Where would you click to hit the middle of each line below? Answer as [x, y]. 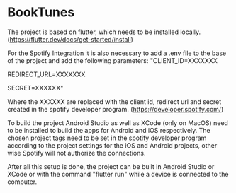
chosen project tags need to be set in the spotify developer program [107, 138]
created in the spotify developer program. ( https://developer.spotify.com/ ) [116, 109]
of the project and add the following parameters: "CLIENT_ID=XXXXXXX [112, 60]
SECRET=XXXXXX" [35, 88]
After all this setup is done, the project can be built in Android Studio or [111, 166]
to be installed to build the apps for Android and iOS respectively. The [109, 130]
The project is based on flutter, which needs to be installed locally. [104, 32]
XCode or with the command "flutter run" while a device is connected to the [118, 174]
